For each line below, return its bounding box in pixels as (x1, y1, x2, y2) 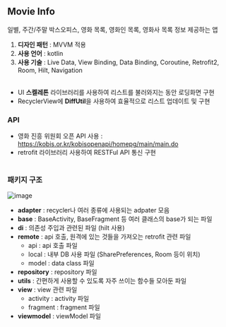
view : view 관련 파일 (17, 285, 78, 294)
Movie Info (7, 6, 55, 18)
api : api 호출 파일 (28, 242, 78, 250)
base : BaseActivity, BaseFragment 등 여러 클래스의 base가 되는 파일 (17, 215, 213, 223)
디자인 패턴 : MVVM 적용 (17, 40, 86, 49)
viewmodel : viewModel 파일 (17, 312, 101, 321)
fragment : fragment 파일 (28, 303, 100, 311)
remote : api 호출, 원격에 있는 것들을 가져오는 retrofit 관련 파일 (17, 232, 191, 241)
